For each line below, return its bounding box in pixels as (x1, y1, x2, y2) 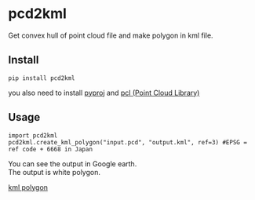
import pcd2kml (8, 131, 58, 140)
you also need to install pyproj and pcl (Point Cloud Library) (8, 88, 200, 97)
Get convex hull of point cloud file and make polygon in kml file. (8, 31, 213, 40)
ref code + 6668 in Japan (8, 145, 93, 153)
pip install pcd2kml (8, 74, 76, 82)
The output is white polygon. (8, 167, 100, 176)
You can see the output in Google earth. (8, 158, 137, 169)
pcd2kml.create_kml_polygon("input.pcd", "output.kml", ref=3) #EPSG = (8, 138, 247, 146)
